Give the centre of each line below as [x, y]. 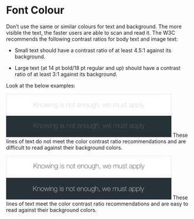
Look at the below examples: [41, 85]
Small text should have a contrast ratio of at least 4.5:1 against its [93, 50]
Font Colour [35, 10]
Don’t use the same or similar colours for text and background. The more [94, 26]
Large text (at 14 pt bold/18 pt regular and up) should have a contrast [97, 68]
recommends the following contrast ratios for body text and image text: [92, 39]
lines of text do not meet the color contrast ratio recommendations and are [96, 141]
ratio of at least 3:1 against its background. [66, 74]
